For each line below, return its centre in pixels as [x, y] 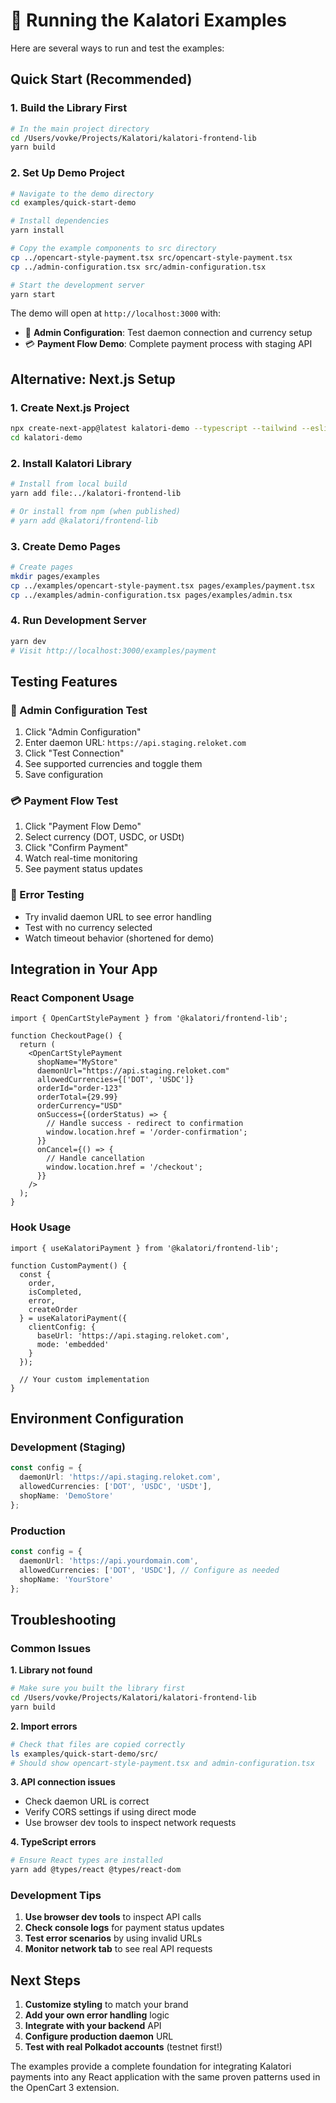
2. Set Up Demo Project [67, 173]
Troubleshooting [63, 1619]
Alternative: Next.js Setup [93, 379]
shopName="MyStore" [77, 1062]
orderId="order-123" [79, 1089]
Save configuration [63, 775]
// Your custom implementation [84, 1379]
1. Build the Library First [69, 108]
